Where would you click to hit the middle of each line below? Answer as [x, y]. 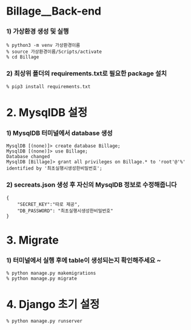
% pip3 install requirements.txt [49, 86]
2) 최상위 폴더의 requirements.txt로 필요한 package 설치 [86, 74]
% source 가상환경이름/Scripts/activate [54, 52]
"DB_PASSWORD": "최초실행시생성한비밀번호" [65, 211]
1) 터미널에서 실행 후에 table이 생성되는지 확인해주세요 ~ [84, 260]
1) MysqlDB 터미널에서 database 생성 [60, 133]
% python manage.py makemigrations [51, 273]
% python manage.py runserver [45, 321]
